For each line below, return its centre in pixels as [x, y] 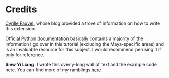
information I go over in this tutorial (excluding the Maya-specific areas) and [84, 44]
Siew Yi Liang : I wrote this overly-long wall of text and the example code [81, 64]
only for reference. [25, 55]
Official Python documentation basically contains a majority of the [74, 38]
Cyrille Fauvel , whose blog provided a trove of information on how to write [83, 23]
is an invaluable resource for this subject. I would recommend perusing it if [83, 49]
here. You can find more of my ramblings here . [54, 70]
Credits [21, 9]
